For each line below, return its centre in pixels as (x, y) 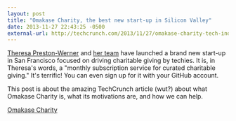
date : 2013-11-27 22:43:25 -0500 (56, 27)
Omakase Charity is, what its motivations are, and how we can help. (105, 97)
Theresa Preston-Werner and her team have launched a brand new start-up (117, 53)
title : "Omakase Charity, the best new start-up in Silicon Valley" (110, 20)
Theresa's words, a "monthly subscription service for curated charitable (111, 68)
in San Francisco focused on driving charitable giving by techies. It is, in (111, 61)
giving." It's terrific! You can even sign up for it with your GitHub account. (113, 76)
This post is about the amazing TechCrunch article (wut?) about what (107, 89)
